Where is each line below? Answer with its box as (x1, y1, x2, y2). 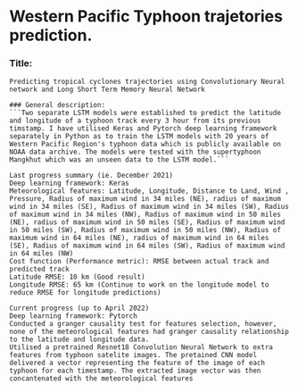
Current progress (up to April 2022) (9, 304, 150, 313)
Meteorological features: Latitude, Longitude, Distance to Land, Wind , (9, 187, 290, 196)
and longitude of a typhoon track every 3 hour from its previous (9, 116, 261, 126)
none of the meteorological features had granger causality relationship (9, 328, 290, 337)
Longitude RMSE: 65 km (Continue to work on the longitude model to (9, 280, 269, 289)
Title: (9, 57, 33, 70)
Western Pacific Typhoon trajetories (9, 6, 284, 27)
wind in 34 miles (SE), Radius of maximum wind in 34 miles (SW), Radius (9, 203, 290, 212)
